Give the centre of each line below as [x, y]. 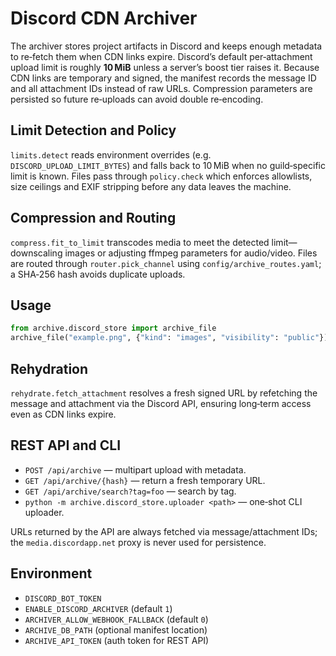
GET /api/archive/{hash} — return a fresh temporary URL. [145, 480]
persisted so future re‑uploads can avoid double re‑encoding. [137, 99]
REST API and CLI [66, 445]
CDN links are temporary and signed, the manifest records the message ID [163, 78]
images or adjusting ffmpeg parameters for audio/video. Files [191, 253]
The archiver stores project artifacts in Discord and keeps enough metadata [166, 46]
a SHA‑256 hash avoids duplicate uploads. [98, 274]
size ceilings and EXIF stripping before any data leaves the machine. [151, 186]
